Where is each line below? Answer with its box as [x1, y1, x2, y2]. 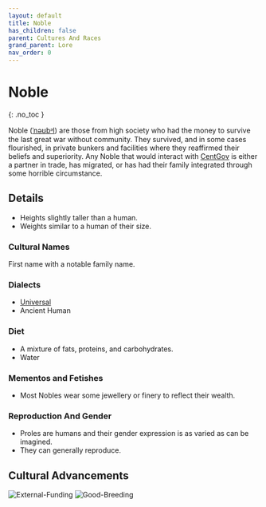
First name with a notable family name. [8, 259, 135, 269]
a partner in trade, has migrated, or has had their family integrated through [8, 160, 252, 169]
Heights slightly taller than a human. [19, 212, 138, 222]
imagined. [19, 437, 53, 447]
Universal [19, 297, 52, 307]
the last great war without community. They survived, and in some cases [8, 134, 247, 144]
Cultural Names [8, 241, 70, 252]
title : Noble [8, 19, 52, 27]
